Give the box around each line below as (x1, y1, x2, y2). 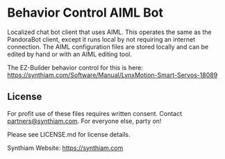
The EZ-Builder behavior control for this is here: (7, 63, 144, 72)
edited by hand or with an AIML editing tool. (7, 50, 133, 58)
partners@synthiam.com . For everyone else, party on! (7, 117, 162, 125)
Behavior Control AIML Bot (7, 5, 163, 21)
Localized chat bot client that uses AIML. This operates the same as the (7, 28, 212, 36)
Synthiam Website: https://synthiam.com (7, 144, 124, 152)
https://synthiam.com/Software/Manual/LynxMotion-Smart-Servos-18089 (7, 71, 218, 79)
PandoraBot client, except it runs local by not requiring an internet (7, 35, 196, 43)
